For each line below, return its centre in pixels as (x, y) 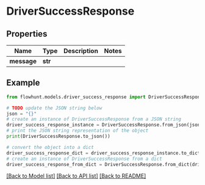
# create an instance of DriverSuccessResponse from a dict (85, 159)
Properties (27, 34)
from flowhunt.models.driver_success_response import (76, 97)
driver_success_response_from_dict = (54, 164)
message (23, 61)
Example (23, 83)
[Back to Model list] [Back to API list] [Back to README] (76, 176)
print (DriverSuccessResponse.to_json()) (59, 136)
